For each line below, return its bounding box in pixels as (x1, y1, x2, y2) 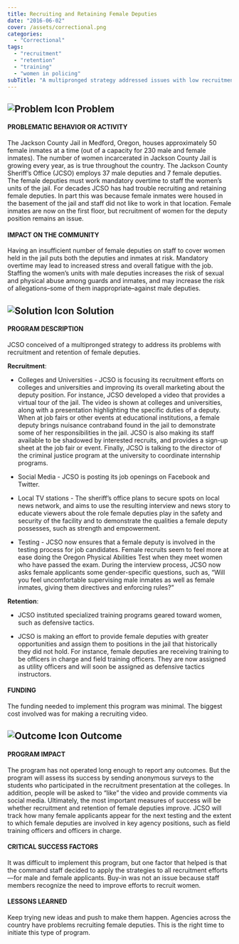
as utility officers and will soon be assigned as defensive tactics (17, 662, 205, 671)
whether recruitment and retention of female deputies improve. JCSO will (7, 803, 222, 812)
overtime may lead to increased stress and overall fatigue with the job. (7, 261, 213, 270)
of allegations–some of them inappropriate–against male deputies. (7, 284, 201, 292)
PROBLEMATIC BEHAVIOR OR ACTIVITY (7, 122, 128, 132)
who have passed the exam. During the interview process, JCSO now (17, 560, 221, 569)
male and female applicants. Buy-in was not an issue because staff (23, 873, 220, 882)
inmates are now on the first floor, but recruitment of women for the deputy (7, 206, 228, 215)
